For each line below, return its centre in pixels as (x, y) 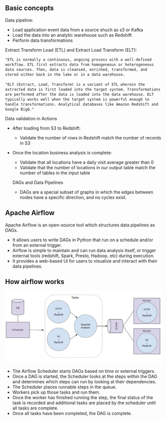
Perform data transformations (43, 40)
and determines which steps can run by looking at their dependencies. (84, 382)
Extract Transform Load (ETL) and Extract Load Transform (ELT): (71, 50)
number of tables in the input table (55, 173)
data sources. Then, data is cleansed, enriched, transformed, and (76, 70)
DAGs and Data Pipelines (38, 182)
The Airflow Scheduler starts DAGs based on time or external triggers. (84, 371)
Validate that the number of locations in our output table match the (87, 167)
